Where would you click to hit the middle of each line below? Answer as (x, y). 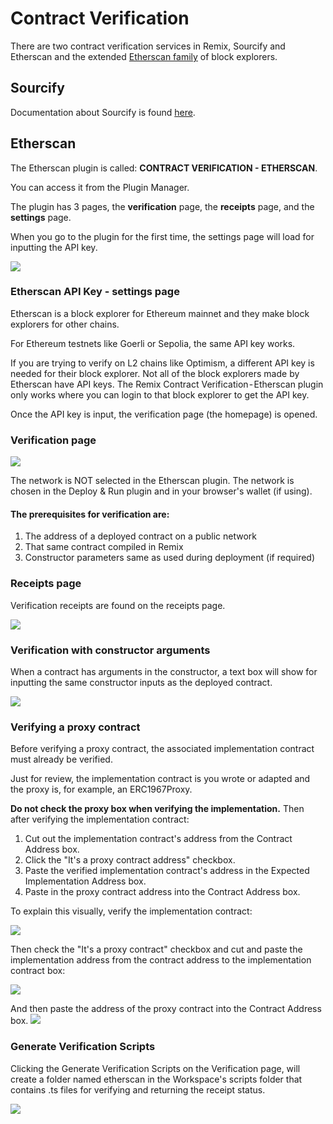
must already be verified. (61, 759)
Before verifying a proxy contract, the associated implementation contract (162, 749)
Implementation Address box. (85, 881)
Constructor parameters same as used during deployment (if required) (170, 558)
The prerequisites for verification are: (90, 514)
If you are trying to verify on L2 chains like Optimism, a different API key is (162, 363)
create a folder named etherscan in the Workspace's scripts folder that (156, 1079)
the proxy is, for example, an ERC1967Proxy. (101, 789)
